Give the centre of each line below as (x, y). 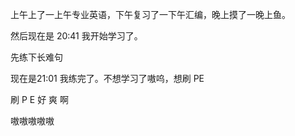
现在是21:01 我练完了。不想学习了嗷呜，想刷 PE (107, 78)
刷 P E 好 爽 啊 (40, 99)
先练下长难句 (36, 57)
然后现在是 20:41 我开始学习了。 (76, 36)
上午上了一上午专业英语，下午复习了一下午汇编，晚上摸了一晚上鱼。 (150, 14)
